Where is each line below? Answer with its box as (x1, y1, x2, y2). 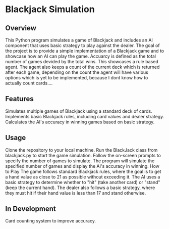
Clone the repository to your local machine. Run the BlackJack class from (5, 147, 158, 153)
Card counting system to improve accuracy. (5, 218, 96, 224)
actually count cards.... (5, 80, 53, 86)
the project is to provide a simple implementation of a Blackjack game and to (5, 48, 164, 54)
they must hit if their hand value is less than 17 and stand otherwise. (5, 190, 146, 196)
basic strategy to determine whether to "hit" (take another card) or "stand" (5, 179, 160, 185)
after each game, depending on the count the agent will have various (5, 69, 149, 75)
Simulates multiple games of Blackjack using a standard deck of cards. (5, 108, 152, 114)
